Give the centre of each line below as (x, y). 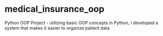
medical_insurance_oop (54, 9)
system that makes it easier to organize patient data (57, 28)
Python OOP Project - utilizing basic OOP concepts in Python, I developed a (81, 23)
